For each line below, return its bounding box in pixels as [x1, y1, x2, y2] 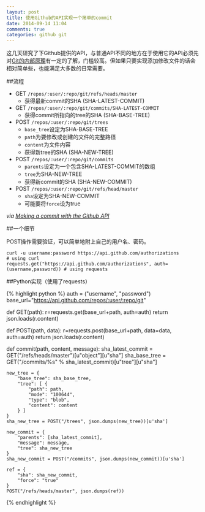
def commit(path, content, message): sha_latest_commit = [6, 345, 153, 353]
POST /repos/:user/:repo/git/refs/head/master [15, 185, 139, 193]
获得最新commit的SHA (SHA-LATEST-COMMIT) [24, 97, 145, 105]
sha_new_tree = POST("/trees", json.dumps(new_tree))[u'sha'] [6, 418, 168, 425]
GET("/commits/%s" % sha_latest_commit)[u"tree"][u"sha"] [6, 358, 157, 365]
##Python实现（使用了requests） [6, 278, 91, 285]
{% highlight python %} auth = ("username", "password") [6, 290, 151, 297]
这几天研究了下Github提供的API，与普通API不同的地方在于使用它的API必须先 [6, 50, 199, 57]
